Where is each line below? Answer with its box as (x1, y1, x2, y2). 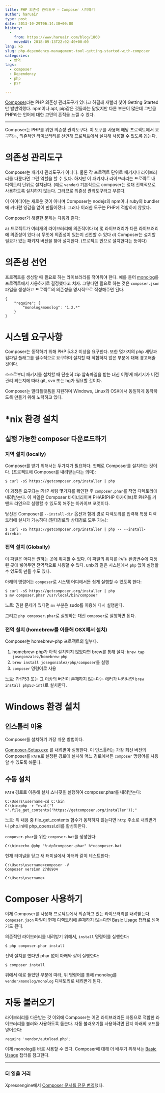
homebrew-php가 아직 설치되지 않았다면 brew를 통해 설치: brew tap (12, 649, 145, 655)
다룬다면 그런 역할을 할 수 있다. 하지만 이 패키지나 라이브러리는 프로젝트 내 (14, 175, 156, 181)
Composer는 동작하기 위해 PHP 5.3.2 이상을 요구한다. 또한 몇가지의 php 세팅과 (5, 349, 157, 354)
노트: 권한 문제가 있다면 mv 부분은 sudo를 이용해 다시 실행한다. (5, 602, 124, 608)
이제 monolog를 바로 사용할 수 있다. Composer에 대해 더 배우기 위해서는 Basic (5, 1046, 157, 1052)
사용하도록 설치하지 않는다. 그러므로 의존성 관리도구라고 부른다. (5, 188, 126, 194)
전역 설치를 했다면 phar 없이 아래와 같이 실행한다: (5, 952, 100, 958)
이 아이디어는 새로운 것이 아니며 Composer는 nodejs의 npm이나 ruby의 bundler (5, 198, 160, 204)
